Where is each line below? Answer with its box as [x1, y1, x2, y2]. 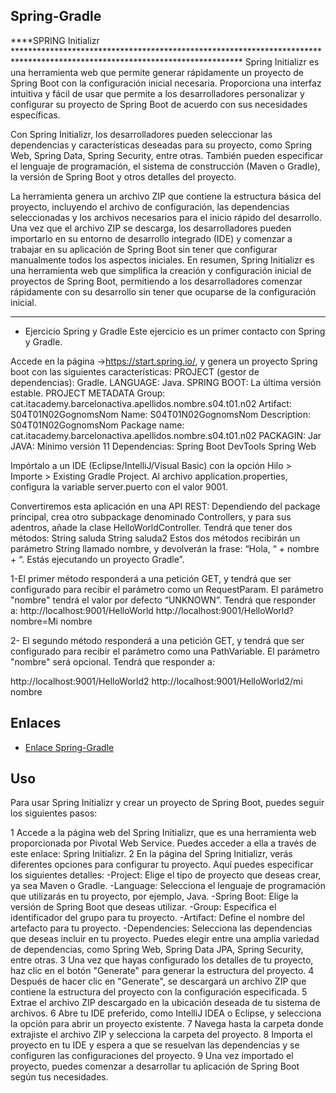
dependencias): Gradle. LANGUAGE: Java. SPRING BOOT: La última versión [10, 376, 322, 388]
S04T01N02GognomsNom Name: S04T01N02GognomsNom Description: [10, 408, 312, 420]
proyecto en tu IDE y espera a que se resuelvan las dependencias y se [10, 1039, 300, 1051]
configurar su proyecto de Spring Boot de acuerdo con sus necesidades [10, 98, 308, 110]
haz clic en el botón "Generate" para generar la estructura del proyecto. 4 [10, 965, 315, 977]
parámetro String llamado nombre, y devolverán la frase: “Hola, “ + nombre [10, 542, 320, 554]
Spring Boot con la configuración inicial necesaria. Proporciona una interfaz [10, 77, 322, 89]
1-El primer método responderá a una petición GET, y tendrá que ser [10, 572, 292, 584]
